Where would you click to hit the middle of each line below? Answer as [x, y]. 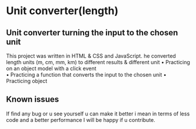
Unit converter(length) [62, 11]
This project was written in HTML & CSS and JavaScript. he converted [91, 56]
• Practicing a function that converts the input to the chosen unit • [86, 75]
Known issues [33, 99]
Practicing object [27, 81]
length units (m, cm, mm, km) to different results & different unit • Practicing [98, 62]
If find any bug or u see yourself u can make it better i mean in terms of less [98, 114]
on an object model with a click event [51, 68]
